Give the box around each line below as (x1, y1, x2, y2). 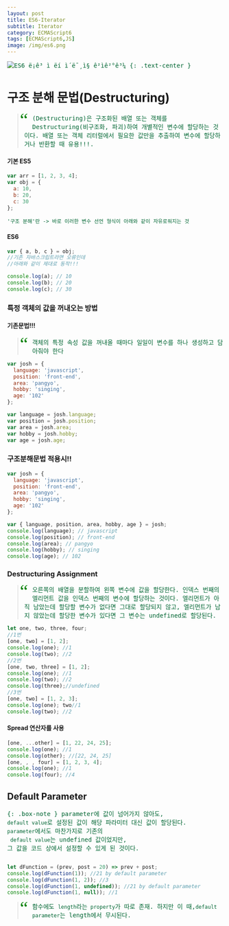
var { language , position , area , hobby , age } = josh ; (7, 521, 167, 528)
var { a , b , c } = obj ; (7, 248, 75, 255)
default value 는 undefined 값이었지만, (10, 835, 127, 844)
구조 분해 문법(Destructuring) (7, 90, 170, 106)
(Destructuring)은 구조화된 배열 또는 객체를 (32, 114, 168, 122)
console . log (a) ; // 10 (7, 273, 72, 280)
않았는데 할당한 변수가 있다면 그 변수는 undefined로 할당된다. (33, 612, 217, 620)
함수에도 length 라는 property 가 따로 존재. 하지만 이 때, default (32, 903, 217, 911)
